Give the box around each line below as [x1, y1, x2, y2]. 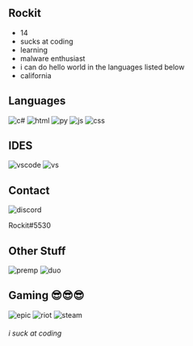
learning [19, 44, 48, 55]
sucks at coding [19, 36, 74, 46]
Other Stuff [8, 244, 66, 257]
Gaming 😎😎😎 [8, 289, 85, 302]
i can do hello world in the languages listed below [19, 62, 185, 72]
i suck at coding [8, 328, 62, 338]
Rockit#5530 [8, 221, 51, 231]
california [19, 70, 52, 80]
